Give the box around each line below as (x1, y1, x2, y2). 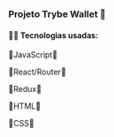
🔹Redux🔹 (8, 84, 42, 95)
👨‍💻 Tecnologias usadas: (8, 30, 99, 41)
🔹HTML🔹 (8, 101, 42, 111)
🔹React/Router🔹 (8, 66, 67, 78)
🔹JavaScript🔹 (8, 49, 58, 60)
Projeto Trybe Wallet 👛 (8, 8, 107, 20)
